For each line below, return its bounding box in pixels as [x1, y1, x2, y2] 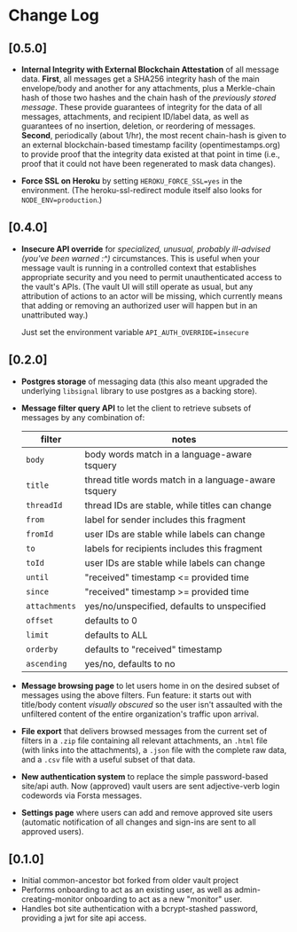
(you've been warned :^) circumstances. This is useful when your [20, 253, 261, 263]
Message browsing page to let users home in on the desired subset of [20, 680, 280, 691]
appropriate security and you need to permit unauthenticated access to [20, 271, 283, 282]
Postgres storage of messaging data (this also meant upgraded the [20, 376, 268, 387]
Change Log [8, 5, 99, 26]
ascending [25, 658, 67, 669]
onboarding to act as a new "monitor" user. [84, 894, 243, 905]
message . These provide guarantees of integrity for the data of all [20, 102, 262, 112]
